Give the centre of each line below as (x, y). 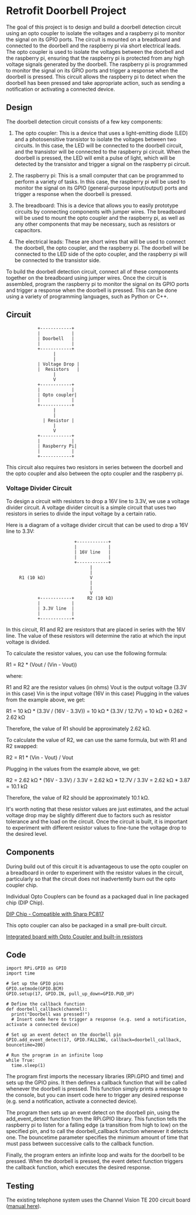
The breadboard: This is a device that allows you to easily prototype (96, 205)
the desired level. (27, 834)
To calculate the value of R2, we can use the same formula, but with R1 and (97, 740)
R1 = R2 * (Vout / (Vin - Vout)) (42, 665)
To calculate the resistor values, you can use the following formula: (87, 653)
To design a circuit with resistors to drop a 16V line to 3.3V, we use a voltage (98, 501)
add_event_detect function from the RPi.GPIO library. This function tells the (96, 1119)
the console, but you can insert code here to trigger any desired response (95, 1095)
